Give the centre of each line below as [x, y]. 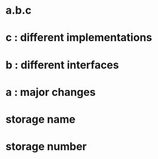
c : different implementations [79, 38]
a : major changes [51, 92]
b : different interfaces [62, 65]
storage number [46, 147]
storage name [41, 119]
